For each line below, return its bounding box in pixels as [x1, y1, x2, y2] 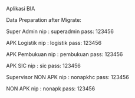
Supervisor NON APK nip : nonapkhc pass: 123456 [6, 74, 130, 80]
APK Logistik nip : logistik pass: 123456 [6, 40, 102, 46]
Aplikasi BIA [6, 5, 35, 12]
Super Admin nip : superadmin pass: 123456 [6, 28, 114, 35]
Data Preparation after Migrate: [6, 17, 81, 23]
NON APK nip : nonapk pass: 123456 [6, 85, 96, 92]
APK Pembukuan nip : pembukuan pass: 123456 [6, 51, 123, 58]
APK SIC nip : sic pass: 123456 [6, 62, 81, 69]
